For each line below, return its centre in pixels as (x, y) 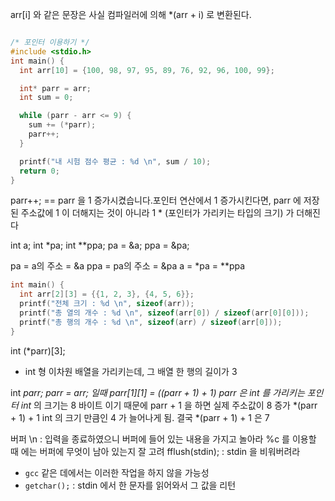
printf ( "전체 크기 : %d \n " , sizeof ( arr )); (107, 304)
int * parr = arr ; (55, 88)
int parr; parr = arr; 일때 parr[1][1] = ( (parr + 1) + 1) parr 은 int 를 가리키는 (157, 392)
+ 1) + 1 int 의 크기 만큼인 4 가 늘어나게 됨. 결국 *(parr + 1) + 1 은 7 (140, 417)
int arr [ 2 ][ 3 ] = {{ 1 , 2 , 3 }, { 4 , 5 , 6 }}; (107, 294)
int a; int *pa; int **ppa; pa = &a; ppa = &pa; (100, 245)
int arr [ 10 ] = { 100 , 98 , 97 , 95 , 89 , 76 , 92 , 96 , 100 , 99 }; (147, 70)
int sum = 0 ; (46, 98)
